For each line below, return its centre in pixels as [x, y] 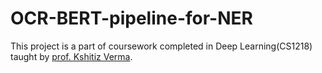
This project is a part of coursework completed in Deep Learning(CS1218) [161, 46]
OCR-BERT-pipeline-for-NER [131, 18]
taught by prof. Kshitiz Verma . [71, 56]
